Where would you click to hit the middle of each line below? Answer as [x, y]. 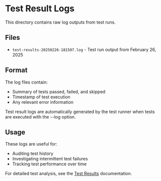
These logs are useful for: [31, 144]
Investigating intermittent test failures [50, 159]
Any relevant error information [43, 102]
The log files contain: [27, 82]
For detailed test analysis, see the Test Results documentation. [68, 174]
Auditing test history [33, 153]
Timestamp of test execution [41, 97]
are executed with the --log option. [41, 117]
